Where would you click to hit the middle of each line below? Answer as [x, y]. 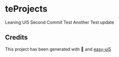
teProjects [26, 9]
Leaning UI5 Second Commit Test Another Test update [59, 22]
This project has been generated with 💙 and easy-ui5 [58, 49]
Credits [17, 37]
